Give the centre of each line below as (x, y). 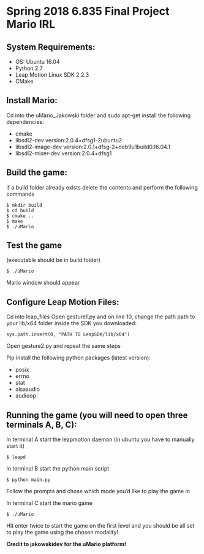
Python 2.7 (29, 68)
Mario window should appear (43, 283)
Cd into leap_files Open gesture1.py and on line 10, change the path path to (101, 317)
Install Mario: (32, 100)
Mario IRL (31, 24)
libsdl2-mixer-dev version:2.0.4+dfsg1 (63, 153)
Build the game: (37, 173)
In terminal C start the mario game (50, 503)
